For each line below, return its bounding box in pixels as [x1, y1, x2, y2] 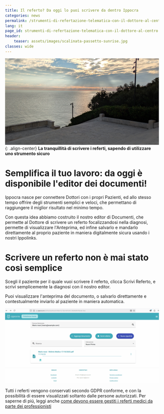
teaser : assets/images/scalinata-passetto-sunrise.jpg [14, 39, 128, 44]
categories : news [5, 13, 41, 18]
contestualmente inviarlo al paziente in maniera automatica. [5, 298, 125, 304]
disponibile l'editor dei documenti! [5, 178, 147, 189]
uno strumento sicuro [5, 151, 50, 156]
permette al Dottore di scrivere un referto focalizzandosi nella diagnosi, [5, 219, 148, 225]
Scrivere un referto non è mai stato [5, 252, 149, 263]
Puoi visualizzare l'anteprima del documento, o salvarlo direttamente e [5, 293, 147, 299]
